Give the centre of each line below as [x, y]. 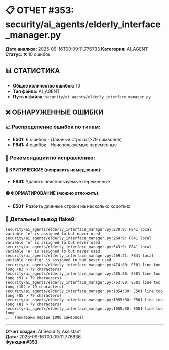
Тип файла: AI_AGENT [36, 91]
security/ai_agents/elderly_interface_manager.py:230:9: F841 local [78, 230]
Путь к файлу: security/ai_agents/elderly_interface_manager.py [81, 96]
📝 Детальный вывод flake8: [41, 219]
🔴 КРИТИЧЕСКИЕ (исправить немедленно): [53, 170]
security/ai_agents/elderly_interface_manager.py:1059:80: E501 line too [84, 309]
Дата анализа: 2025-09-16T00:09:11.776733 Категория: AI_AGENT [77, 49]
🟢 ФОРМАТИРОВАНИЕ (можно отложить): [52, 193]
